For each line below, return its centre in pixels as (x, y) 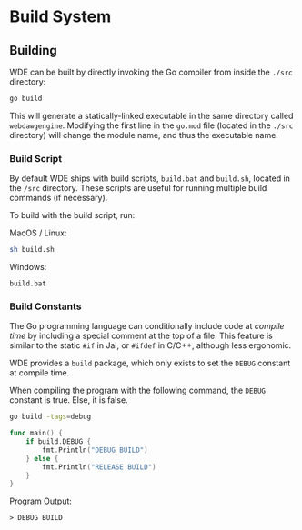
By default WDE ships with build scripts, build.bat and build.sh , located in (150, 178)
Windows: (28, 267)
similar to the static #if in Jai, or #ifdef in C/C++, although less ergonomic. (151, 345)
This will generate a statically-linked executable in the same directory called (151, 115)
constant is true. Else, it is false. (69, 400)
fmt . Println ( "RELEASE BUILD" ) (99, 467)
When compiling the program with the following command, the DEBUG (138, 390)
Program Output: (41, 501)
